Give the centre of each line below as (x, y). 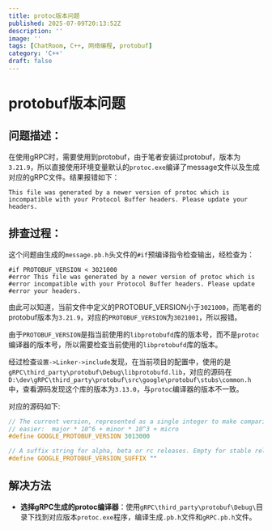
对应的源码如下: (34, 406)
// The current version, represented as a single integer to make (123, 422)
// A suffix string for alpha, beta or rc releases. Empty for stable (130, 451)
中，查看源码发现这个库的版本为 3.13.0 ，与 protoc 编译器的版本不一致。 (126, 388)
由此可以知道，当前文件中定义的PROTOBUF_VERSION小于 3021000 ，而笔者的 (135, 307)
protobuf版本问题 (67, 104)
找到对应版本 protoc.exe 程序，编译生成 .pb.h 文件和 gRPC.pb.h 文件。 (145, 517)
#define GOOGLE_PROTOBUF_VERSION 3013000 (79, 437)
